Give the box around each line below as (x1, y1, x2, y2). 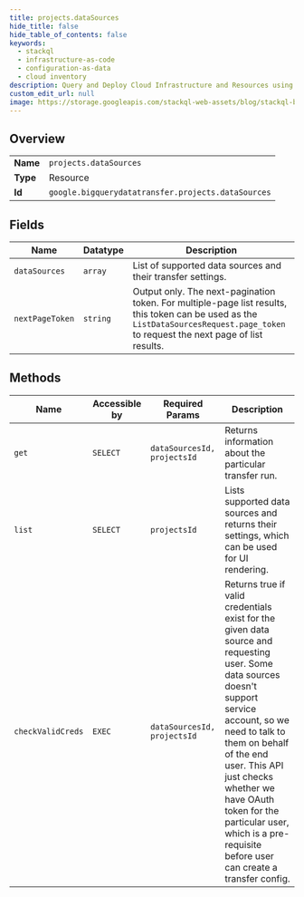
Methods (9, 371, 62, 386)
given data (224, 622, 270, 635)
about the (224, 446, 266, 458)
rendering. (224, 563, 269, 575)
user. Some (224, 657, 273, 670)
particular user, (224, 815, 290, 828)
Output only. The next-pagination (132, 285, 276, 297)
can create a (224, 861, 278, 873)
